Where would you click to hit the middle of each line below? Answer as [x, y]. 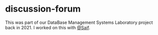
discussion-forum [43, 9]
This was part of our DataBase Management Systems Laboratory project [79, 22]
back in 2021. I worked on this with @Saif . [48, 27]
